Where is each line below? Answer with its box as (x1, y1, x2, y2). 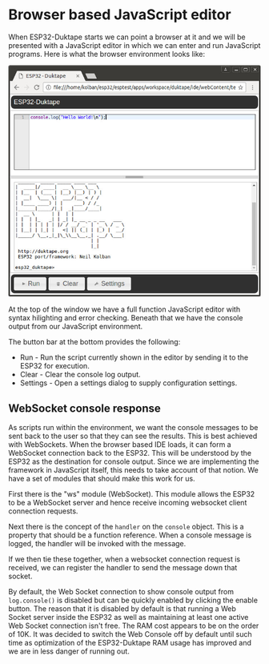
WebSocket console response (8, 401, 162, 415)
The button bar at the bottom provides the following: (8, 337, 181, 347)
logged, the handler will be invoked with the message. (8, 539, 187, 549)
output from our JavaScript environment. (8, 322, 143, 332)
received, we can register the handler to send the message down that (8, 563, 238, 573)
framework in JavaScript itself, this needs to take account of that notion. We (8, 465, 259, 475)
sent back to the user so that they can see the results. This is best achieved (8, 431, 258, 441)
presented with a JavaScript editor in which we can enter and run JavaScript (8, 40, 261, 50)
